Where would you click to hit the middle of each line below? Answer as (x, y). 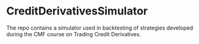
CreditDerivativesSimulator (77, 11)
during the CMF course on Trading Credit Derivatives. (74, 34)
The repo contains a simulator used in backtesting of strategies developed (100, 28)
